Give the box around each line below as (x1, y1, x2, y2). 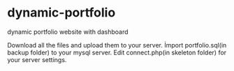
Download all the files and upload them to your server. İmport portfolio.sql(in (7, 41, 227, 49)
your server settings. (7, 55, 67, 63)
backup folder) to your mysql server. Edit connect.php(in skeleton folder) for (7, 48, 227, 57)
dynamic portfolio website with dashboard (7, 28, 129, 36)
